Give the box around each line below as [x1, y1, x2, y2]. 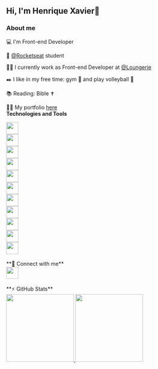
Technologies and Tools [6, 110, 67, 117]
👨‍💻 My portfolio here [6, 103, 58, 111]
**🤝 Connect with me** [6, 260, 64, 267]
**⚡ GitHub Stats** [6, 285, 53, 292]
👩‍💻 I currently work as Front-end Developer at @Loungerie [6, 64, 152, 71]
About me [6, 24, 36, 32]
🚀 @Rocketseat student [6, 52, 64, 59]
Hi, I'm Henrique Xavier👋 [6, 6, 100, 16]
